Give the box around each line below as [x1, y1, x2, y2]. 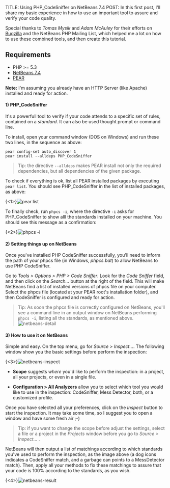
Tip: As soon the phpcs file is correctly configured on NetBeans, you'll [17, 304, 165, 310]
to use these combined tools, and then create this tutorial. [5, 36, 126, 42]
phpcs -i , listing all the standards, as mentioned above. [17, 315, 134, 321]
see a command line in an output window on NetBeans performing [17, 310, 157, 316]
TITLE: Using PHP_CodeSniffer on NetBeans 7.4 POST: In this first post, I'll [5, 5, 160, 10]
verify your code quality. [5, 15, 56, 21]
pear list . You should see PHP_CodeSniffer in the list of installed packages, [5, 183, 165, 189]
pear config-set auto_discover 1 [5, 149, 76, 154]
